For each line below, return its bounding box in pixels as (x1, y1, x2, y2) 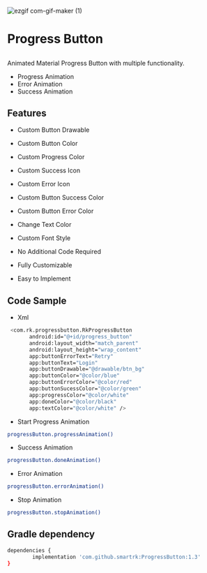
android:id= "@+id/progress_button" (29, 334, 132, 341)
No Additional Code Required (17, 248, 101, 256)
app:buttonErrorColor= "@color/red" (29, 379, 132, 386)
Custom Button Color (17, 140, 78, 148)
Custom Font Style (17, 234, 71, 242)
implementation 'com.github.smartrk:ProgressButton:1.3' (32, 553, 201, 560)
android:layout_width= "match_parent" (29, 339, 139, 347)
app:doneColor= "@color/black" (29, 398, 117, 405)
